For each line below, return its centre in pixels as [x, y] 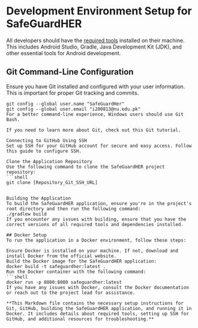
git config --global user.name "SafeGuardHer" [65, 104]
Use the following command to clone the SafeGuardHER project [85, 167]
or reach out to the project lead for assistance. [71, 293]
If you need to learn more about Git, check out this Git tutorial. [94, 130]
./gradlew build [26, 214]
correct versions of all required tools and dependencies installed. [95, 224]
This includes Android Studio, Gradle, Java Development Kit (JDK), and [94, 47]
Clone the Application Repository [49, 161]
